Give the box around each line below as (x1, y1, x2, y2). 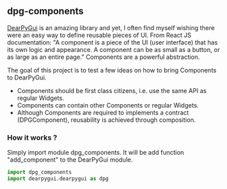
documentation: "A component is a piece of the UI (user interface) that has (7, 38, 218, 47)
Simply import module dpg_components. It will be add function (7, 149, 184, 157)
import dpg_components (7, 169, 72, 176)
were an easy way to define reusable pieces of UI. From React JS (7, 31, 192, 39)
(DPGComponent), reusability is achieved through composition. (16, 116, 196, 124)
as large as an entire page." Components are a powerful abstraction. (7, 53, 200, 61)
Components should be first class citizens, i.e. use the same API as (16, 86, 207, 94)
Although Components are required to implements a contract (16, 108, 189, 116)
